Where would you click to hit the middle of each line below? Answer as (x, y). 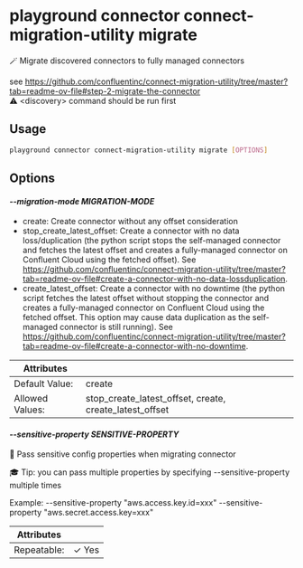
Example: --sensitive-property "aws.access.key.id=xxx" (113, 503)
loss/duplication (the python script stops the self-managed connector (151, 241)
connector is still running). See (116, 327)
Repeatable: (39, 550)
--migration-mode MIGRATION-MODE (82, 201)
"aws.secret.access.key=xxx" (99, 513)
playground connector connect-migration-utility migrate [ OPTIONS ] (139, 150)
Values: (29, 410)
